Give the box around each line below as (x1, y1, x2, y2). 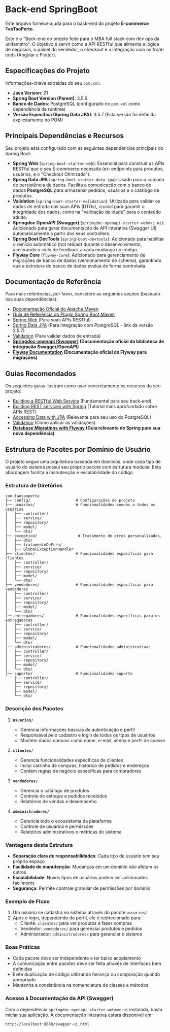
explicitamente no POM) (12, 117, 63, 123)
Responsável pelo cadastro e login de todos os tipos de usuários (20, 732, 156, 738)
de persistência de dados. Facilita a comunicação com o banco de (12, 182, 152, 188)
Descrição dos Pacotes (5, 705, 63, 712)
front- (152, 46, 165, 52)
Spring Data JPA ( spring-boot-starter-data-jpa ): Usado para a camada (12, 176, 164, 182)
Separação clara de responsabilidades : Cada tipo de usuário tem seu (12, 853, 160, 859)
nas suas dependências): (5, 296, 58, 303)
